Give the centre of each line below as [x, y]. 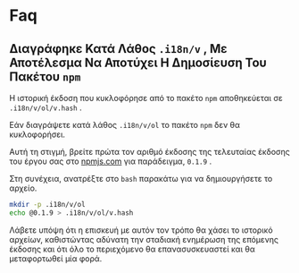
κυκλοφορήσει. [37, 134]
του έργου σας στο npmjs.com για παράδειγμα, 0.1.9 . [111, 161]
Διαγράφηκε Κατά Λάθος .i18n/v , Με [118, 49]
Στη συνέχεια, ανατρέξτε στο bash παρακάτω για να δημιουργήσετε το [141, 179]
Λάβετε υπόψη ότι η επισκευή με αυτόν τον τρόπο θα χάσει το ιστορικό [141, 230]
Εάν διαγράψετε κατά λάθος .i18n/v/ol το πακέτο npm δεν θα [125, 125]
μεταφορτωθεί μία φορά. [56, 258]
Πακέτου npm [45, 77]
